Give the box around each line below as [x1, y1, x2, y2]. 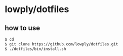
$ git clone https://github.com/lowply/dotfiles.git [5, 41, 118, 46]
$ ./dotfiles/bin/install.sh [5, 46, 66, 51]
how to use [5, 24, 40, 32]
